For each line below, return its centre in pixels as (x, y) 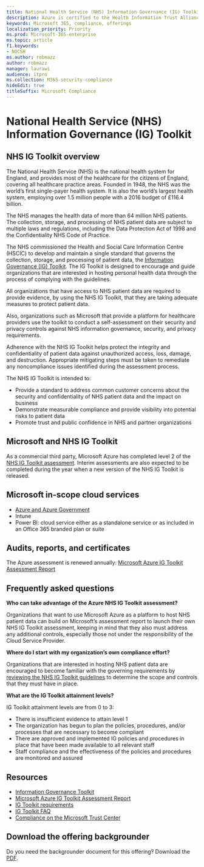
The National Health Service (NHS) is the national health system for (90, 171)
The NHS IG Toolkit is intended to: (49, 378)
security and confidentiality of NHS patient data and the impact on (98, 396)
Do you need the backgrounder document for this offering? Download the (98, 851)
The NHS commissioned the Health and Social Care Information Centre (95, 247)
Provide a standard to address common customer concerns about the (102, 390)
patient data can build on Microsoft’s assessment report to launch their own (101, 621)
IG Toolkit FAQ (33, 811)
